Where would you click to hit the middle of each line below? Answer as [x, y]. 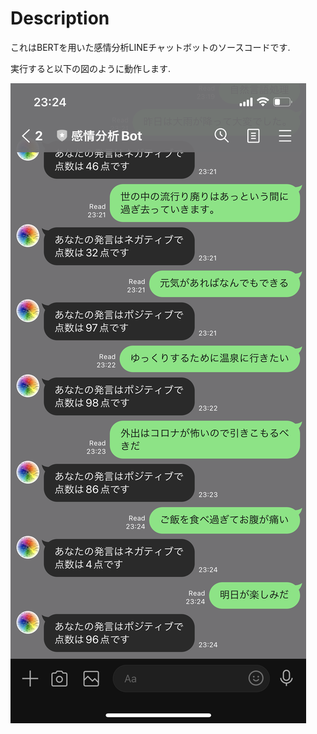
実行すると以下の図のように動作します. [91, 68]
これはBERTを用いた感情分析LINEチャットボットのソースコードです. [150, 47]
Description [60, 18]
